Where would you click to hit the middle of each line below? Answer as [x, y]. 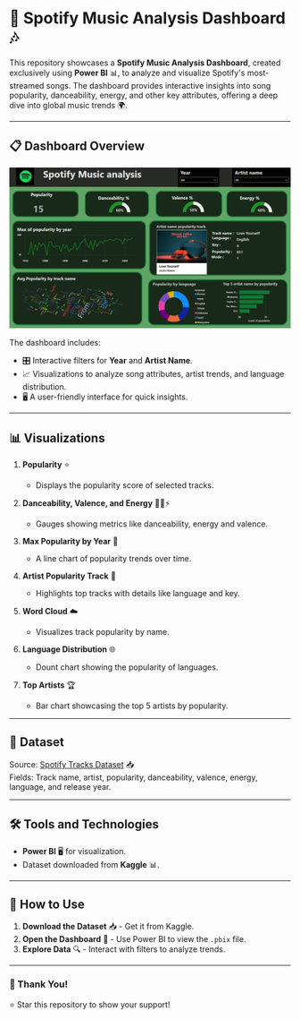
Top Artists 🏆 [49, 685]
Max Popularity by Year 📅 [70, 541]
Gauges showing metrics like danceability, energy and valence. [152, 524]
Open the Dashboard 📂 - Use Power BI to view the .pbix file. [134, 939]
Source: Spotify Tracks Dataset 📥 [72, 764]
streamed [27, 85]
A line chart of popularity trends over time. [113, 558]
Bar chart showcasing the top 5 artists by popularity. [132, 706]
